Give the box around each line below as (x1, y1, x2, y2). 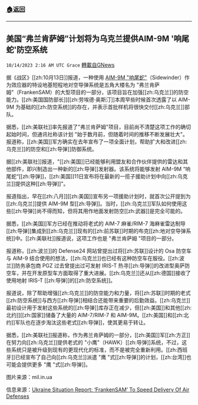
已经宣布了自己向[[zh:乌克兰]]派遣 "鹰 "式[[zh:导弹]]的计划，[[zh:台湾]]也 (15, 354, 192, 361)
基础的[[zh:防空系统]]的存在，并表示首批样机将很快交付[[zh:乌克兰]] (20, 103, 185, 110)
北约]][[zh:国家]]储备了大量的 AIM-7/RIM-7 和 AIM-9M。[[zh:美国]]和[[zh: (6, 312, 184, 319)
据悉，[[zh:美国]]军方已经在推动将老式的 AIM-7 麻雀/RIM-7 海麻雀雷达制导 (6, 220, 186, 227)
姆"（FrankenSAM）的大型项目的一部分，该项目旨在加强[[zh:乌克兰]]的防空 (6, 89, 189, 96)
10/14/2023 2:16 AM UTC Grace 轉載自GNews (6, 61, 115, 68)
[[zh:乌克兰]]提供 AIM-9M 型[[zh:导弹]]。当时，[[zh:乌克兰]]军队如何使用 (6, 200, 183, 207)
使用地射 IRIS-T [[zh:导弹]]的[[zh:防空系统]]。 (6, 277, 116, 284)
